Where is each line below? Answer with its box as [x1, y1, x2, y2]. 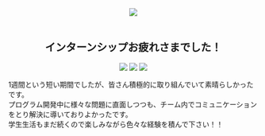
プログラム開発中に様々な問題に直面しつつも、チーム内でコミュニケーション [8, 99, 258, 109]
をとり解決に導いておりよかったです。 [8, 109, 132, 119]
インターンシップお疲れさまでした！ [44, 41, 222, 54]
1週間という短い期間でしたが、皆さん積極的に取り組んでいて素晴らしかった [8, 80, 254, 89]
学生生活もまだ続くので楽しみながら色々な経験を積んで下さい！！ [8, 119, 224, 129]
